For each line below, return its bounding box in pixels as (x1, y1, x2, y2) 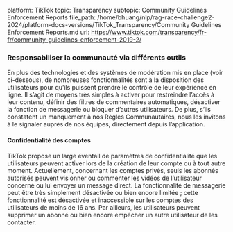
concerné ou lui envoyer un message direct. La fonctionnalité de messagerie (7, 181, 226, 190)
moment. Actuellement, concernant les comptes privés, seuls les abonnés (7, 166, 218, 174)
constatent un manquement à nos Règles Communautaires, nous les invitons (7, 113, 226, 121)
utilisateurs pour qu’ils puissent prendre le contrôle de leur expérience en (7, 83, 217, 92)
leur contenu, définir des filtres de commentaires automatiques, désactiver (7, 98, 221, 106)
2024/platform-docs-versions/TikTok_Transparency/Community (7, 21, 190, 28)
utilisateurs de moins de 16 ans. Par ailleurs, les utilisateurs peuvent (7, 203, 200, 211)
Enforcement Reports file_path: (7, 13, 96, 22)
